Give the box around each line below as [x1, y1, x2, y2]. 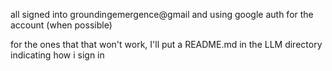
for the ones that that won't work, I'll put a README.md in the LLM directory [10, 39, 323, 50]
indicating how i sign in [10, 49, 105, 61]
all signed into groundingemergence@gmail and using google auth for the [10, 9, 314, 20]
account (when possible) [10, 19, 113, 31]
